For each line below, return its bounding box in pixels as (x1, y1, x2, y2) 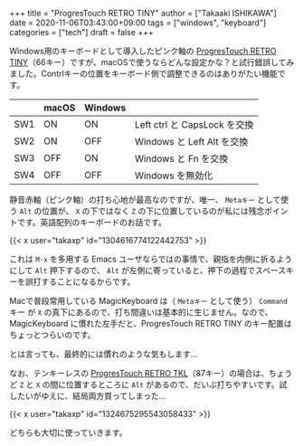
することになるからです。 (40, 276, 136, 287)
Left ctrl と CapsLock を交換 (134, 119, 254, 130)
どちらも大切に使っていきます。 (9, 427, 128, 438)
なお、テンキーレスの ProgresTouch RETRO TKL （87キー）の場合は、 (9, 368, 270, 378)
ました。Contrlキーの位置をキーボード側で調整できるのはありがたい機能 (9, 68, 279, 79)
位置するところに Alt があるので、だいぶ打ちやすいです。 (66, 379, 280, 390)
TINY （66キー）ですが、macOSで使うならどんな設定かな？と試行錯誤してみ (9, 57, 295, 67)
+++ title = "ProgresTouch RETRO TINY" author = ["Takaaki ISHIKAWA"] (9, 8, 278, 18)
